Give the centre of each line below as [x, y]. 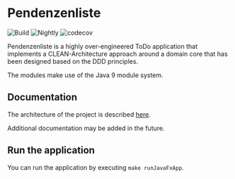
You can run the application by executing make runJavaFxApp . [96, 167]
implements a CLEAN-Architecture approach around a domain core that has [117, 54]
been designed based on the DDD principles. [73, 61]
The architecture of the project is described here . [79, 114]
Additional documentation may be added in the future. [86, 128]
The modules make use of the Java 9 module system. [86, 75]
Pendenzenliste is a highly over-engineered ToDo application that [103, 46]
